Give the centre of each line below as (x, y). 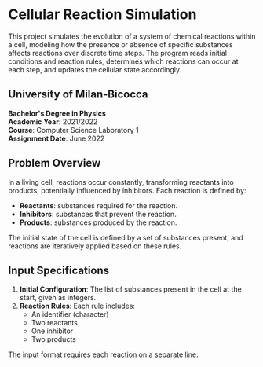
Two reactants (55, 323)
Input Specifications (59, 270)
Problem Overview (55, 163)
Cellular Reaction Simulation (102, 15)
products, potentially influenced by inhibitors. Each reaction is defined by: (127, 190)
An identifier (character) (70, 314)
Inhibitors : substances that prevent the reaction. (98, 214)
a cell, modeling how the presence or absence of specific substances (121, 44)
